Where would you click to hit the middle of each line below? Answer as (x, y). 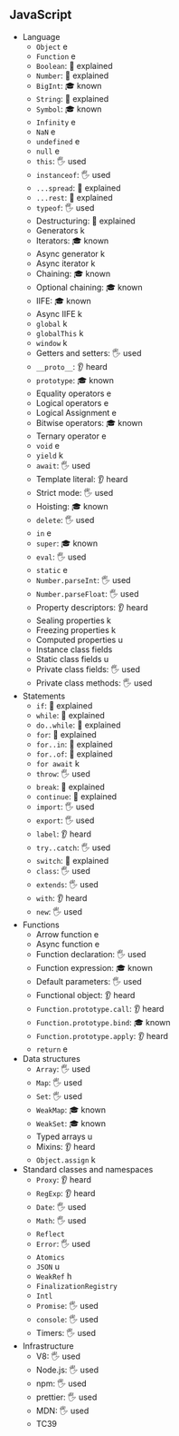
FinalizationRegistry (76, 1286)
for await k (57, 763)
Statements (44, 696)
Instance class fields (74, 649)
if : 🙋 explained (64, 705)
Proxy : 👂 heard (64, 1179)
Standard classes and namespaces (88, 1169)
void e (48, 445)
